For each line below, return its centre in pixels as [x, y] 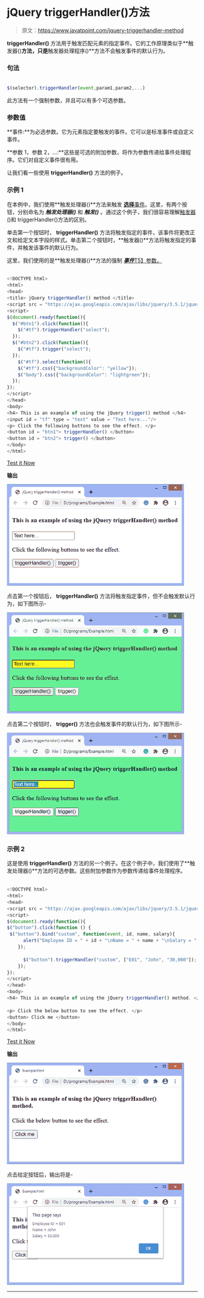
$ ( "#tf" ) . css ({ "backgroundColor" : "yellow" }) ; [77, 368]
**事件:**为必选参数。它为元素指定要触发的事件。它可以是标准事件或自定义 [100, 132]
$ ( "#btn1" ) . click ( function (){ [50, 324]
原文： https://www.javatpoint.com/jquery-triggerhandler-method [103, 30]
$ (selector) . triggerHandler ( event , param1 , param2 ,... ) [76, 88]
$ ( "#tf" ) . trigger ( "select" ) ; [54, 349]
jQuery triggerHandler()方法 [78, 12]
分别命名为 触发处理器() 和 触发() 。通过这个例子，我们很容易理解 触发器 [107, 212]
